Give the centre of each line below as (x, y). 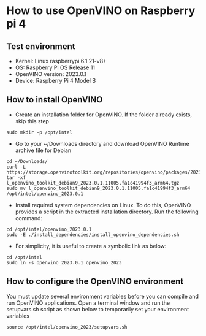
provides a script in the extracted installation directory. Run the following (107, 212)
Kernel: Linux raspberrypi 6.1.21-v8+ (61, 61)
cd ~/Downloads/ (27, 161)
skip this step (32, 121)
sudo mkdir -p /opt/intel (39, 132)
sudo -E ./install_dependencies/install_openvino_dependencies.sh (93, 235)
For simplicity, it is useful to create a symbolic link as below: (91, 246)
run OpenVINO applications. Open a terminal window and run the (88, 303)
